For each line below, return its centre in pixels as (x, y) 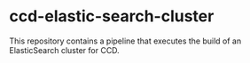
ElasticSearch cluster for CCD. (64, 50)
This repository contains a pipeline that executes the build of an (125, 41)
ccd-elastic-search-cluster (112, 16)
